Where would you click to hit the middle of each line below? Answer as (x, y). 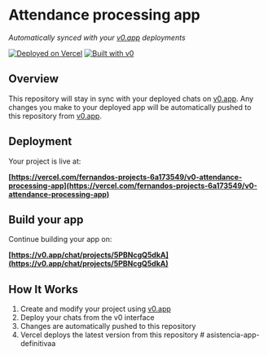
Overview (34, 79)
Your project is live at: (45, 161)
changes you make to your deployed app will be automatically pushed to (130, 107)
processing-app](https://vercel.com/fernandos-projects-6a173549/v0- (133, 186)
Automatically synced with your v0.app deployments (97, 37)
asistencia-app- (233, 335)
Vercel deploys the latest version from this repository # (112, 335)
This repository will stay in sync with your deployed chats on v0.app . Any (131, 99)
